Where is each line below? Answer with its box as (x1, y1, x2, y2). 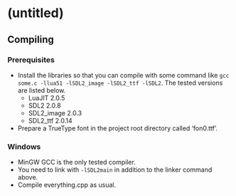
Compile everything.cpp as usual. (17, 180, 116, 190)
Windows (7, 141, 41, 151)
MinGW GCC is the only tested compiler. (17, 158, 136, 167)
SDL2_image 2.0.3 (28, 108, 82, 117)
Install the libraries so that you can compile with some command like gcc (17, 71, 230, 79)
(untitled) (7, 5, 64, 21)
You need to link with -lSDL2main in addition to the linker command (17, 165, 213, 174)
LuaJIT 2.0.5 (28, 93, 65, 102)
